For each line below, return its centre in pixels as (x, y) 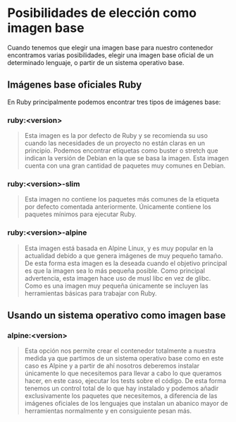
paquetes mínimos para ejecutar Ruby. (80, 214)
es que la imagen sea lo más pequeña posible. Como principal (115, 271)
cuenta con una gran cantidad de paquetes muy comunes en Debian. (125, 166)
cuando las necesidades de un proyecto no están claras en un (115, 143)
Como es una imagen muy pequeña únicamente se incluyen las (117, 286)
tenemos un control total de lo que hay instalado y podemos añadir (122, 388)
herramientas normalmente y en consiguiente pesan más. (108, 411)
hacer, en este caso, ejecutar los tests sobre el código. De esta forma (125, 381)
